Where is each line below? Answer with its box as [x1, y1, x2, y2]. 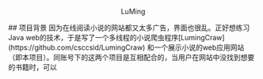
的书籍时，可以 [8, 62, 57, 72]
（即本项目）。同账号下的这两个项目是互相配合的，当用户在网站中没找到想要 [8, 53, 255, 62]
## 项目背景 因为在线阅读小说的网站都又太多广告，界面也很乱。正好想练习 [8, 23, 250, 32]
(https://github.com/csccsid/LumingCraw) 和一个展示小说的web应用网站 [8, 43, 245, 52]
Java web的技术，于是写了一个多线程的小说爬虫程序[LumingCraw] [8, 33, 225, 42]
